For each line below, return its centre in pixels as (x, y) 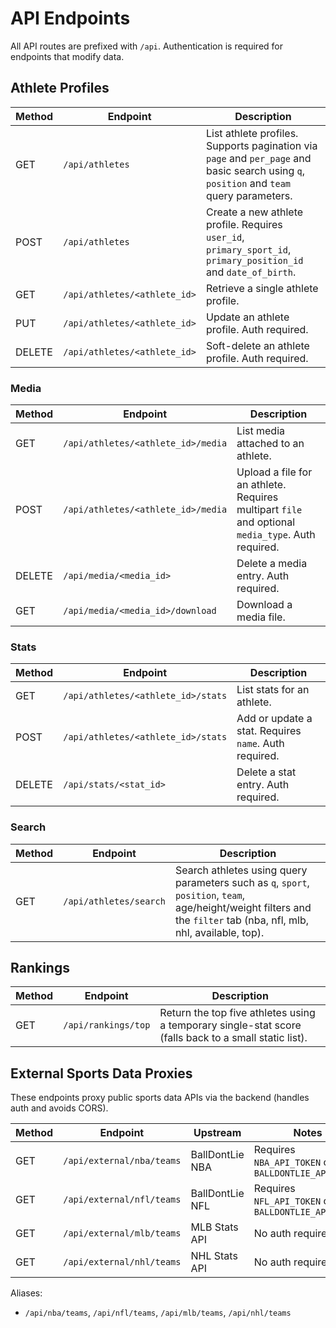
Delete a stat (266, 772)
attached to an (270, 444)
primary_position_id (255, 260)
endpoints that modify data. (67, 56)
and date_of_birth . (251, 272)
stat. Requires (269, 731)
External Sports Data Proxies (101, 1073)
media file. (261, 617)
